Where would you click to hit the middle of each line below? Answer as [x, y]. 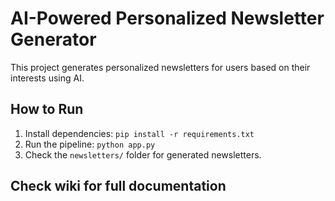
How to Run [47, 109]
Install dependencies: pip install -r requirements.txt [139, 133]
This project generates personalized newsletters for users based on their [160, 67]
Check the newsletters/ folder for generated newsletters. [143, 154]
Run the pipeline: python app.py [90, 144]
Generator [53, 39]
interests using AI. [47, 78]
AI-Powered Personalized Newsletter [167, 18]
